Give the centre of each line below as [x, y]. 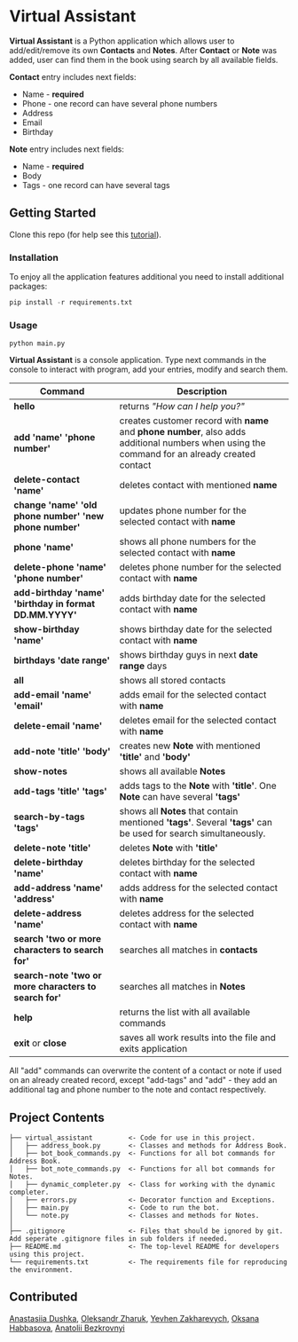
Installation [34, 257]
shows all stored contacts [173, 681]
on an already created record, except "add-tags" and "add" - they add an [143, 1080]
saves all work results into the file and [198, 1038]
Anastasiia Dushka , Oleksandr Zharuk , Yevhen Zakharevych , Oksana [134, 1318]
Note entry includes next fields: [67, 149]
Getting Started [53, 213]
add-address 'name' [59, 888]
